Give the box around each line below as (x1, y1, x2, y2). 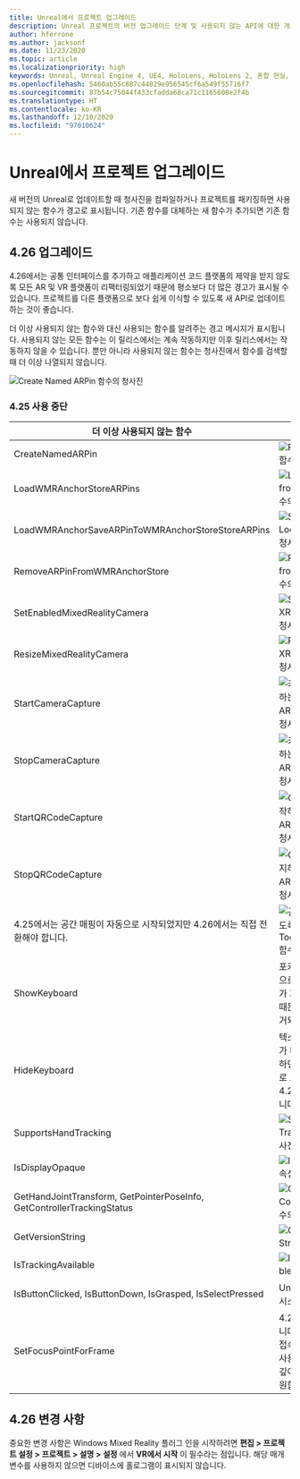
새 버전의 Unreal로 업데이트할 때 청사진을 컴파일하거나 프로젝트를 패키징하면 (9, 193, 275, 204)
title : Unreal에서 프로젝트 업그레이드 (9, 13, 137, 22)
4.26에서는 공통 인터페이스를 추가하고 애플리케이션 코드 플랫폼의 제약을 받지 (9, 270, 274, 281)
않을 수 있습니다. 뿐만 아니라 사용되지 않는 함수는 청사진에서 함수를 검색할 (32, 345, 288, 356)
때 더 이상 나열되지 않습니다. (9, 356, 107, 367)
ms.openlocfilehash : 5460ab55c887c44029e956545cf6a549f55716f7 (9, 80, 250, 89)
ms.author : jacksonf (9, 38, 87, 47)
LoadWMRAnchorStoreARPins (13, 482, 140, 495)
